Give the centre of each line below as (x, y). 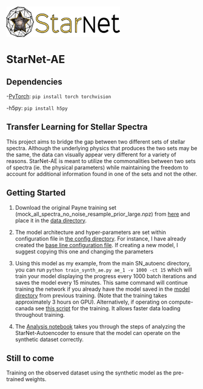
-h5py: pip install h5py (37, 108)
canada (25, 308)
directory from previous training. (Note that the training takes (91, 295)
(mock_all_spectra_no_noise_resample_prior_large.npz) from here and (102, 214)
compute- (181, 302)
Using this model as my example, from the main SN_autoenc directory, (103, 263)
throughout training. (40, 314)
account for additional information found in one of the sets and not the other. (102, 174)
